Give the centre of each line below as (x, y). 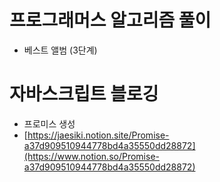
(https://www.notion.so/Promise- (91, 156)
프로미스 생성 (49, 123)
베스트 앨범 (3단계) (60, 50)
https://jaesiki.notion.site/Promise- (98, 135)
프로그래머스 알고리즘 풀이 (110, 20)
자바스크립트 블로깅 (84, 94)
